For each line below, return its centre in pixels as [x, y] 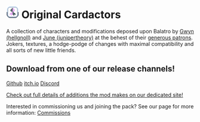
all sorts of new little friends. [41, 50]
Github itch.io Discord [33, 83]
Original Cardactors [71, 15]
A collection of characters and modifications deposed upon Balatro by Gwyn [100, 31]
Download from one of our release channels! [90, 69]
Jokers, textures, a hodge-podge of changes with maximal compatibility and [100, 43]
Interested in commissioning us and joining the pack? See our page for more [100, 106]
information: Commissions [38, 112]
